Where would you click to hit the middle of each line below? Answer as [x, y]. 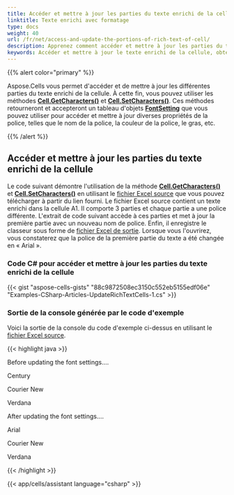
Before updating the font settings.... [58, 363]
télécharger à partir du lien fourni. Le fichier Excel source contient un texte [114, 201]
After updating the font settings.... [56, 416]
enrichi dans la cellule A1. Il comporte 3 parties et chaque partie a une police [117, 208]
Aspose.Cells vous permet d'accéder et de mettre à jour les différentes [109, 86]
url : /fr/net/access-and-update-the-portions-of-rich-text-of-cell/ [109, 40]
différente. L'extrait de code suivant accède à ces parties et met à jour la [111, 215]
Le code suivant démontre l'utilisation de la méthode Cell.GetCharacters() [114, 186]
